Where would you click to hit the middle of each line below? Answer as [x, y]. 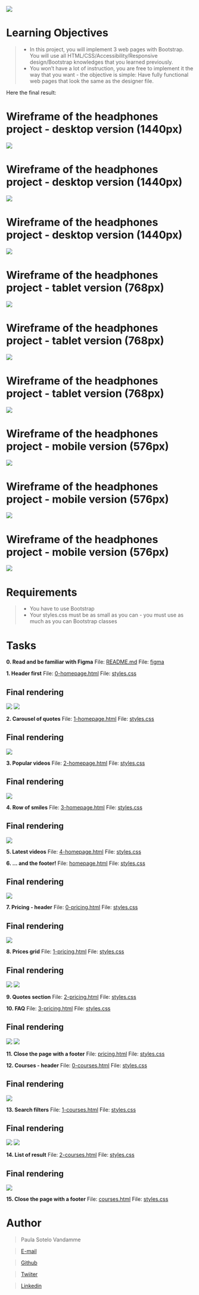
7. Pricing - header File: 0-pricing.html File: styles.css [72, 907]
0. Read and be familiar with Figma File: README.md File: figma [85, 662]
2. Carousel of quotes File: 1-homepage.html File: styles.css [80, 719]
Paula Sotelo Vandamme [51, 1240]
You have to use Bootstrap [62, 609]
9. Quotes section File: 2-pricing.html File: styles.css [71, 997]
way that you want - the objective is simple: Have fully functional [109, 74]
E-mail [29, 1252]
